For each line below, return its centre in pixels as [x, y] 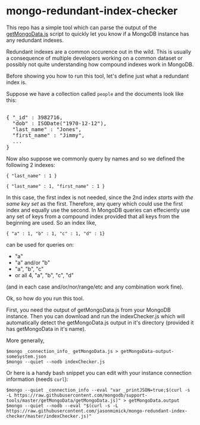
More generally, [25, 340]
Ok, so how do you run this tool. [45, 298]
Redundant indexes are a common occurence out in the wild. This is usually [99, 51]
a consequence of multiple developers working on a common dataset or [94, 58]
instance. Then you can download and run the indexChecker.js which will [96, 316]
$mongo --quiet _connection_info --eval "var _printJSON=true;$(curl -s [98, 390]
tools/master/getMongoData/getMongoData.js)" [63, 401]
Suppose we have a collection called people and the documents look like [95, 94]
